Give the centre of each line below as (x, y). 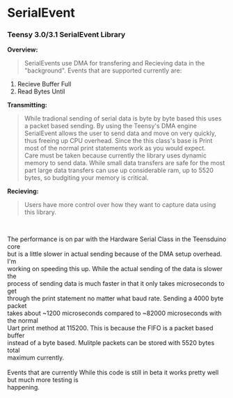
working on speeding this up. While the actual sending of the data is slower (115, 269)
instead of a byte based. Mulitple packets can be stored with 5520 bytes (111, 343)
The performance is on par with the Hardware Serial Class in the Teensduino (117, 239)
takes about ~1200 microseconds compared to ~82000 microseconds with (114, 313)
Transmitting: (27, 105)
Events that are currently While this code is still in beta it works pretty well (113, 373)
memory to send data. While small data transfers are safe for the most (124, 163)
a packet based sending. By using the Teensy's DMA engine (110, 126)
